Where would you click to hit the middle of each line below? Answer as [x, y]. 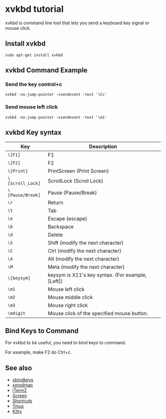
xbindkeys [23, 380]
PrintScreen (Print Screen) [78, 171]
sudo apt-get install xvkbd [34, 55]
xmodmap [22, 385]
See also [19, 368]
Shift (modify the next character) [86, 243]
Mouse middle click [70, 297]
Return [55, 203]
